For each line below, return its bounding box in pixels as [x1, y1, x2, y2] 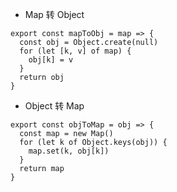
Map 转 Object [24, 9, 85, 20]
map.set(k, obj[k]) [28, 146, 110, 156]
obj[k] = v [28, 55, 74, 65]
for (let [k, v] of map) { [19, 46, 132, 56]
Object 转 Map [24, 100, 85, 112]
